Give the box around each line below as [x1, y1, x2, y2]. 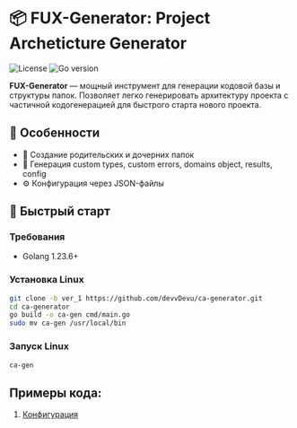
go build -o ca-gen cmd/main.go [9, 310, 130, 319]
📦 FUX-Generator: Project [9, 8, 211, 29]
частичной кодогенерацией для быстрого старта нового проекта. [9, 99, 262, 109]
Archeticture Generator [9, 33, 187, 54]
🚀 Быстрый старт [9, 204, 110, 219]
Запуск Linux [9, 340, 69, 353]
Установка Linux [9, 274, 84, 286]
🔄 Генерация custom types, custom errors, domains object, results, [22, 159, 273, 170]
